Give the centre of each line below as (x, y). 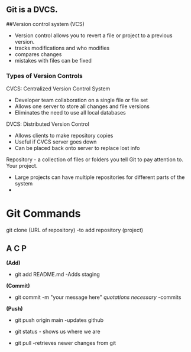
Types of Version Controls (44, 76)
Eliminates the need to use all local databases (70, 113)
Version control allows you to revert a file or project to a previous (93, 35)
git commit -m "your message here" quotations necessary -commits (98, 297)
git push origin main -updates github (59, 320)
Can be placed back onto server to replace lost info (77, 148)
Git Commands (43, 214)
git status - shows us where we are (57, 331)
